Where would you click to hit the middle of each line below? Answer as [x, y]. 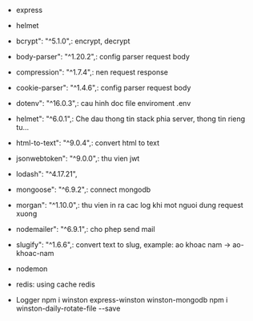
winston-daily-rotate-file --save [68, 308]
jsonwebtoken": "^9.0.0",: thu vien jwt [78, 158]
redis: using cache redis [56, 284]
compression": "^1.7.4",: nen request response [92, 72]
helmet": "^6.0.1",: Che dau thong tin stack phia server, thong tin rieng [131, 119]
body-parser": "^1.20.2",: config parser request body [103, 57]
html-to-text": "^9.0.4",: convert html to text [88, 143]
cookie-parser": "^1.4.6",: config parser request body [103, 87]
